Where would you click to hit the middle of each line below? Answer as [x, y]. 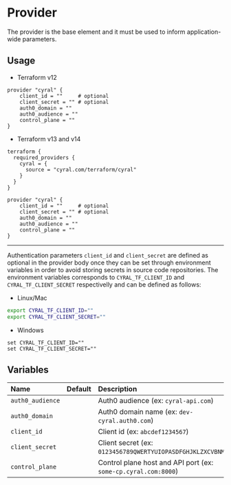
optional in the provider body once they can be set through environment [109, 262]
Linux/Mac [32, 298]
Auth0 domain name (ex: [137, 412]
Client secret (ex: [125, 443]
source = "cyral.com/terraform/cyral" [81, 169]
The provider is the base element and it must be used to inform [96, 32]
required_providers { [44, 157]
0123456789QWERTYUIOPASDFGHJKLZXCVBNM [162, 452]
